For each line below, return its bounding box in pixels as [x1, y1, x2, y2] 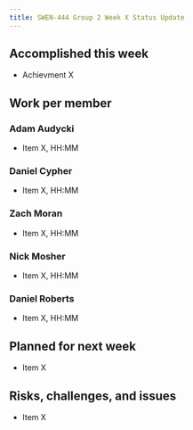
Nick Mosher [9, 250, 66, 262]
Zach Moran [9, 207, 63, 219]
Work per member [9, 95, 113, 111]
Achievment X [21, 70, 74, 80]
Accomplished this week [9, 46, 149, 62]
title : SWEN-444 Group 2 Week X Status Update [9, 12, 185, 22]
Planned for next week [9, 338, 136, 353]
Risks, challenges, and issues [9, 388, 177, 403]
